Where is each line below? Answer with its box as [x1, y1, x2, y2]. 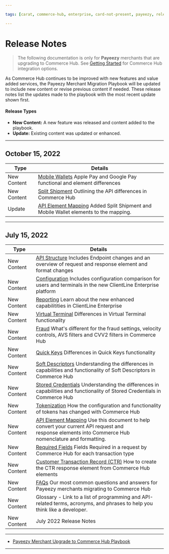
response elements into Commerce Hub [36, 429, 130, 436]
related [36, 500, 53, 507]
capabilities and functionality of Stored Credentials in [36, 387, 161, 394]
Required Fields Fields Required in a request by [36, 444, 147, 451]
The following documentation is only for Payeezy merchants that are [17, 55, 160, 61]
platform [36, 288, 56, 295]
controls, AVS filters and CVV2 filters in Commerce [36, 331, 156, 338]
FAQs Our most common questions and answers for [36, 479, 158, 486]
